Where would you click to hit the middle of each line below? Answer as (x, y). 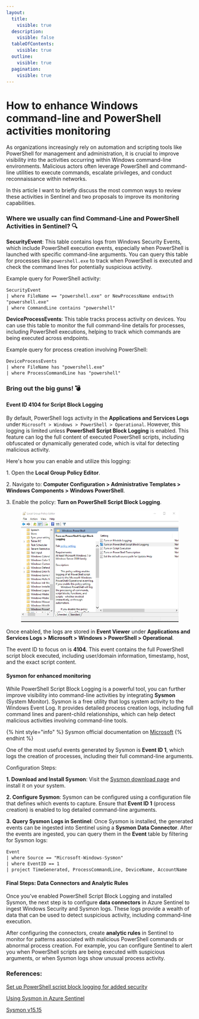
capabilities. (21, 203)
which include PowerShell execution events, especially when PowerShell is (97, 248)
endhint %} (20, 739)
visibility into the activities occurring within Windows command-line (89, 160)
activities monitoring (59, 131)
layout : (16, 12)
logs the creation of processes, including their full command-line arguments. (100, 757)
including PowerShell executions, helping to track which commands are (94, 332)
